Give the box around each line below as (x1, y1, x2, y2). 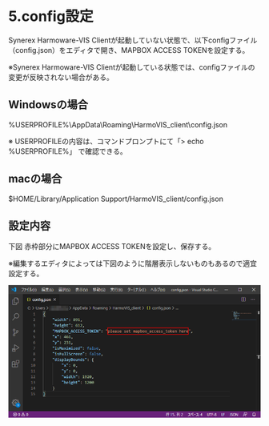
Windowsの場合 (8, 98, 88, 112)
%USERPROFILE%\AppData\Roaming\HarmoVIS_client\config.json (8, 119, 228, 129)
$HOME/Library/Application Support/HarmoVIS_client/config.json (8, 194, 224, 203)
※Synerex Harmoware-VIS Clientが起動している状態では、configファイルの (8, 62, 255, 72)
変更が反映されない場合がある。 (8, 72, 114, 82)
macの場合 (8, 172, 62, 186)
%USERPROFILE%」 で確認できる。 (8, 146, 127, 156)
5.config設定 (8, 7, 94, 26)
